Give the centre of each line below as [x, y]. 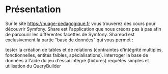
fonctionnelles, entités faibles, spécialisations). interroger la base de [77, 55]
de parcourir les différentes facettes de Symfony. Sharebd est [70, 34]
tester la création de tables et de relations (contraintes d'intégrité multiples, [84, 50]
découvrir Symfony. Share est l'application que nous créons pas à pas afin [83, 29]
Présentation [33, 9]
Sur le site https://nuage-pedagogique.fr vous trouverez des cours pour [81, 23]
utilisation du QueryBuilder [33, 66]
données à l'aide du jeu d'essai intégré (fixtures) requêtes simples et [77, 60]
